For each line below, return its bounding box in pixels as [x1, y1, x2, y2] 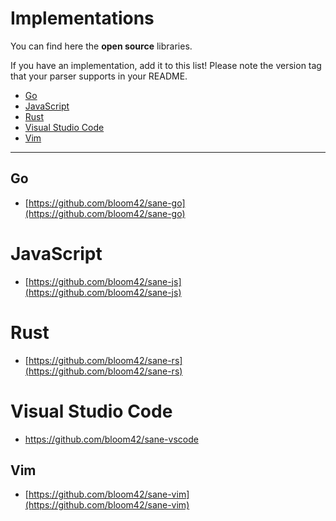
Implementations [10, 7, 155, 30]
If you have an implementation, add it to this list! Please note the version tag [10, 59, 322, 71]
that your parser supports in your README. [10, 70, 188, 82]
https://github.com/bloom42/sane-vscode [24, 433, 199, 445]
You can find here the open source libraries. [10, 40, 193, 52]
